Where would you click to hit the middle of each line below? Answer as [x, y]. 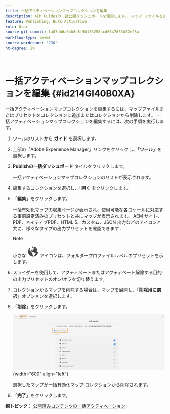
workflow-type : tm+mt [28, 38]
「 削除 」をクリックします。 [41, 306]
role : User [17, 27]
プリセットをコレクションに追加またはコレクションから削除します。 [85, 115]
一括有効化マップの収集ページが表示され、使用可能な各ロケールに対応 [86, 209]
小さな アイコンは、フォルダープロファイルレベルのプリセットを [86, 255]
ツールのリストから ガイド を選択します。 [56, 138]
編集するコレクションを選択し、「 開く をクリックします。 [72, 188]
